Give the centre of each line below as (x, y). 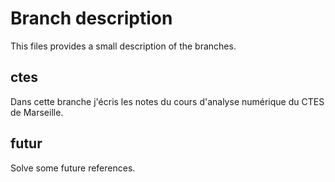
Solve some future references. (73, 168)
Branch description (91, 18)
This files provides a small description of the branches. (123, 46)
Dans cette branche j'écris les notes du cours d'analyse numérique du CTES (167, 101)
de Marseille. (37, 112)
